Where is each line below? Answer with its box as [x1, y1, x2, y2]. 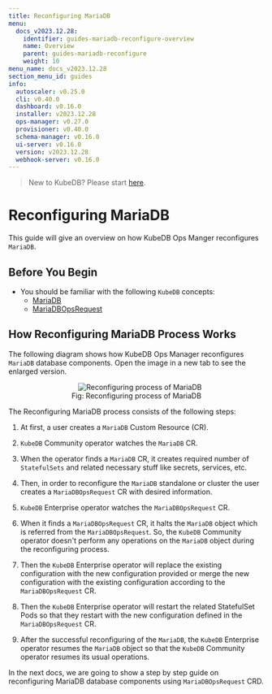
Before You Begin [8, 265, 98, 279]
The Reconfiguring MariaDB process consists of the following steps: [8, 406, 237, 416]
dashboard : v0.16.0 [15, 102, 82, 111]
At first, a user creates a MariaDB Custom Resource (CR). [19, 422, 209, 432]
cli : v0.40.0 [15, 95, 60, 103]
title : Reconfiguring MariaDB [8, 11, 111, 20]
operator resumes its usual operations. [19, 652, 150, 661]
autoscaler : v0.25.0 [15, 87, 85, 96]
